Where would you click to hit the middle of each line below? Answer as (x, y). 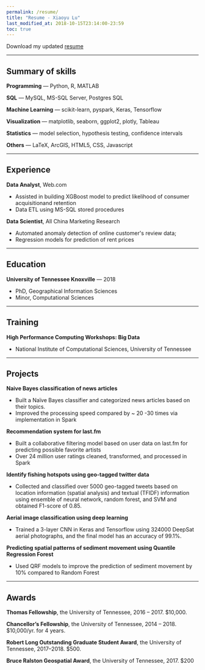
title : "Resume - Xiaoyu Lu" (43, 18)
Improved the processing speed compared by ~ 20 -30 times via (96, 413)
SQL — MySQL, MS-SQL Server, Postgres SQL (65, 98)
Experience (28, 170)
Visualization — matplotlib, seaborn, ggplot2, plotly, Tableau (83, 121)
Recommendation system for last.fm (54, 431)
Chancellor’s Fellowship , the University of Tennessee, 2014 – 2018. (92, 624)
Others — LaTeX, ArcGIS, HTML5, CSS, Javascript (70, 145)
